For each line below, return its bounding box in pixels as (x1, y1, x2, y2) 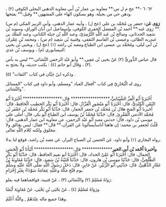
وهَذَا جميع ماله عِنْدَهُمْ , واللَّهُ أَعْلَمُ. (5, 196, 67, 202)
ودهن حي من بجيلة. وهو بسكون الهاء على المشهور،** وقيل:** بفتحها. (5, 11, 132, 17)
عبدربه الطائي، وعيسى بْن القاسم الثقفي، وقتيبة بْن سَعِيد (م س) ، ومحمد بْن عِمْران (5, 36, 157, 42)
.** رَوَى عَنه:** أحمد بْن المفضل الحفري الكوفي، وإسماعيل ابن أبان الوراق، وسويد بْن (5, 26, 161, 32)
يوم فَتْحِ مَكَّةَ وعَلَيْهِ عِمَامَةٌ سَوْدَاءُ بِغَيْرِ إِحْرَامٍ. (5, 167, 84, 173)
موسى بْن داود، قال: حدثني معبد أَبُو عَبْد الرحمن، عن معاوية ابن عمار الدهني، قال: (5, 117, 153, 122)
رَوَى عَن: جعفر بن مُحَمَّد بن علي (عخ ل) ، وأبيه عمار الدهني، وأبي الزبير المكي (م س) (5, 21, 160, 26)
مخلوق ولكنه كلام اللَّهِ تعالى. (5, 127, 57, 133)
